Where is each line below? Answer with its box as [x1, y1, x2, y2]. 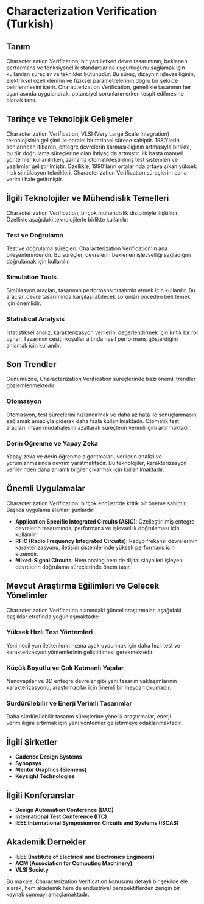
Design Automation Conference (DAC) [15, 807, 114, 814]
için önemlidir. [6, 300, 41, 307]
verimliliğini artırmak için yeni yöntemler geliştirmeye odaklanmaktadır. [6, 720, 183, 727]
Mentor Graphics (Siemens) [15, 766, 87, 774]
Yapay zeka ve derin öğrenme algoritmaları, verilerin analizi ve [6, 452, 163, 460]
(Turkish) [6, 17, 54, 31]
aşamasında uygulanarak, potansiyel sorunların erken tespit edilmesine [6, 90, 185, 97]
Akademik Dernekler [6, 837, 86, 847]
